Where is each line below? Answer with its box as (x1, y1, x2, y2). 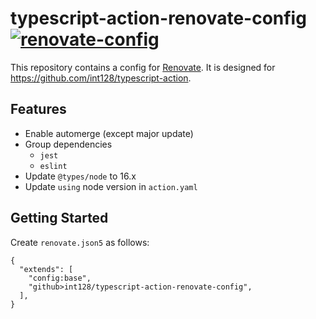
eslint (39, 161, 68, 171)
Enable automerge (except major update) (24, 127, 194, 139)
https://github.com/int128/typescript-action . (10, 72, 192, 84)
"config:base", (28, 273, 92, 283)
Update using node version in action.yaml (24, 180, 198, 192)
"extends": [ (19, 264, 74, 274)
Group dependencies (24, 138, 113, 150)
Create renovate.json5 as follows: (10, 236, 150, 248)
